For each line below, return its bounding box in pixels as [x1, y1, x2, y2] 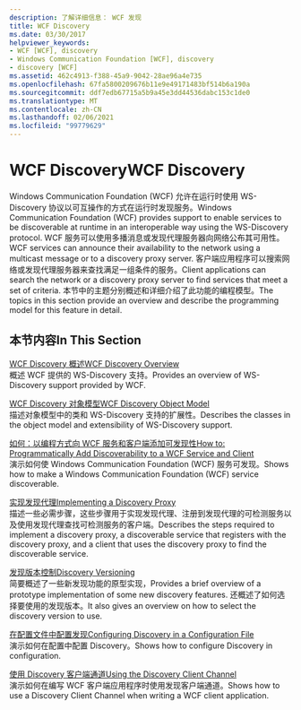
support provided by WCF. [48, 379, 146, 390]
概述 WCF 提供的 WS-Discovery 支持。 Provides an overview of [9, 369, 242, 380]
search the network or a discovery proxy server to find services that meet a [9, 274, 288, 285]
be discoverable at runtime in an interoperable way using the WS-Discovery [9, 221, 288, 232]
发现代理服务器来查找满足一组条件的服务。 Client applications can [24, 264, 266, 274]
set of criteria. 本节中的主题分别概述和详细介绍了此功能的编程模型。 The [9, 284, 274, 296]
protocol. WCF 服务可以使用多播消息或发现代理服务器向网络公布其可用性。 [9, 232, 285, 243]
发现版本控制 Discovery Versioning [9, 567, 136, 577]
